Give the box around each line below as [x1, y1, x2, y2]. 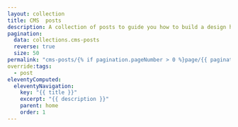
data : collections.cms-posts [13, 37, 100, 44]
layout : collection [7, 10, 65, 18]
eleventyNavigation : [13, 83, 74, 90]
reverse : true [13, 43, 55, 50]
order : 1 [20, 109, 46, 116]
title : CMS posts [7, 17, 62, 24]
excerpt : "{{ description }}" [20, 96, 110, 103]
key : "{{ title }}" [20, 89, 78, 96]
